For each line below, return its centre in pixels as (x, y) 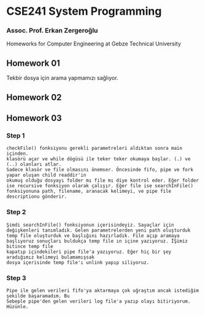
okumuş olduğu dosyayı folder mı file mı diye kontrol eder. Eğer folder (103, 181)
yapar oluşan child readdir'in (46, 175)
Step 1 (16, 135)
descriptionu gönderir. (37, 197)
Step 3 (16, 278)
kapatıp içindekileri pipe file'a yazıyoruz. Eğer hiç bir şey (89, 252)
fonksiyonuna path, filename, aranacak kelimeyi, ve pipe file (89, 192)
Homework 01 (33, 63)
